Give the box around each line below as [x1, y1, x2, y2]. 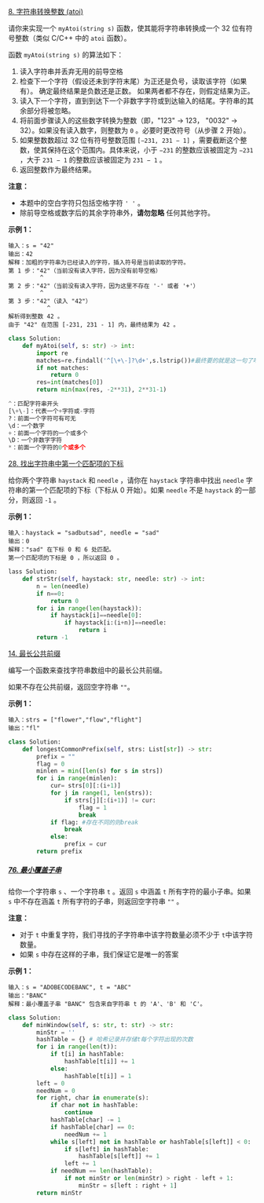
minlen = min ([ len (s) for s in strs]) [36, 767, 163, 775]
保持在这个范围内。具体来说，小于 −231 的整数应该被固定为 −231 [46, 145, 254, 155]
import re [36, 349, 68, 357]
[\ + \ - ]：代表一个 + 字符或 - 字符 [8, 407, 96, 415]
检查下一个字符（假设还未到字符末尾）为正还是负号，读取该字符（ [19, 77, 233, 86]
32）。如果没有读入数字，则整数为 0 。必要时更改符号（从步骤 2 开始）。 [19, 126, 251, 135]
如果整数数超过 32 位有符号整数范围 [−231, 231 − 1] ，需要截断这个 [19, 136, 241, 144]
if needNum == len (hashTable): [49, 1167, 153, 1176]
